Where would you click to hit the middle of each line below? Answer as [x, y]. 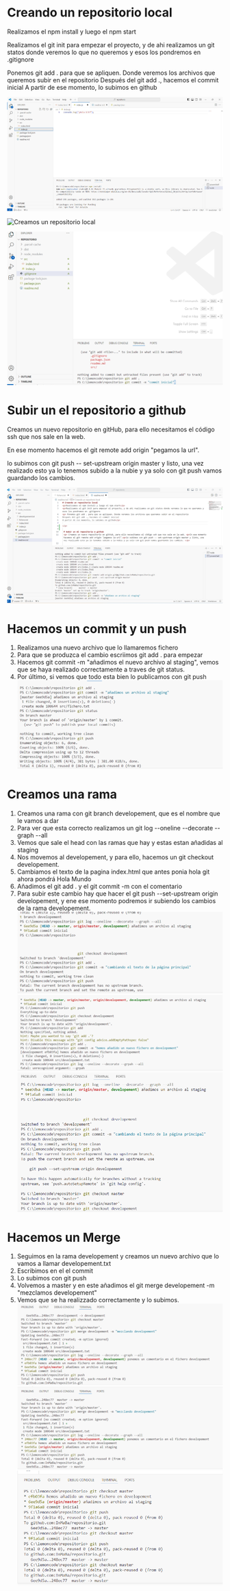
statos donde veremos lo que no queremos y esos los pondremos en [104, 52]
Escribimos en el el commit [55, 1271]
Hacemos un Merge [64, 1237]
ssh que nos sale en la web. [46, 437]
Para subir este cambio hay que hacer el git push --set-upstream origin [117, 894]
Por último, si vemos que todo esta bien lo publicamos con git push [112, 677]
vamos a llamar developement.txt [64, 1264]
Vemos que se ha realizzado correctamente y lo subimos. [98, 1300]
